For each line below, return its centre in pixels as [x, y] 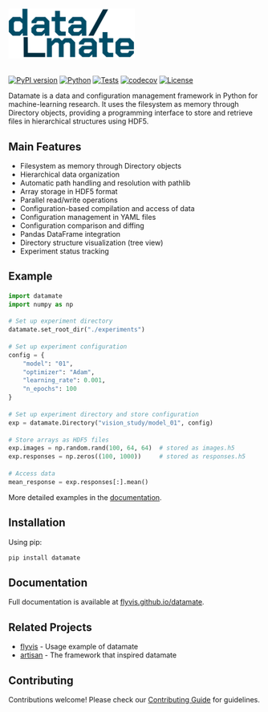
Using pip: [25, 542]
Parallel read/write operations [69, 200]
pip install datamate [45, 558]
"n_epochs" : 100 [50, 389]
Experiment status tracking [65, 251]
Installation [37, 523]
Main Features [45, 146]
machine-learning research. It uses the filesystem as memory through [124, 104]
